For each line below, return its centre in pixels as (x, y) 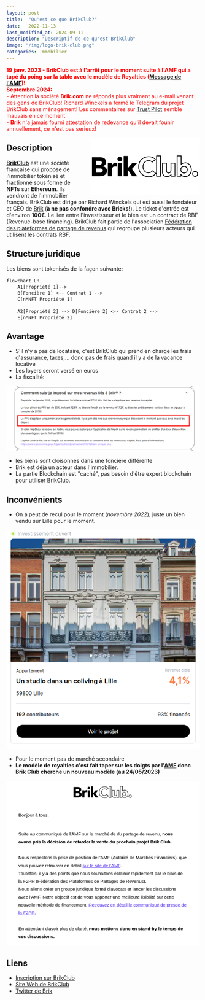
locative (25, 364)
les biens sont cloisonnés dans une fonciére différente (84, 461)
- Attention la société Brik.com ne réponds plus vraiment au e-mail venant (100, 96)
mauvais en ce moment (36, 115)
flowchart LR (23, 281)
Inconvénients (34, 499)
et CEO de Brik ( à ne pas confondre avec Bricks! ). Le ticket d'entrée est (98, 208)
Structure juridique (44, 254)
